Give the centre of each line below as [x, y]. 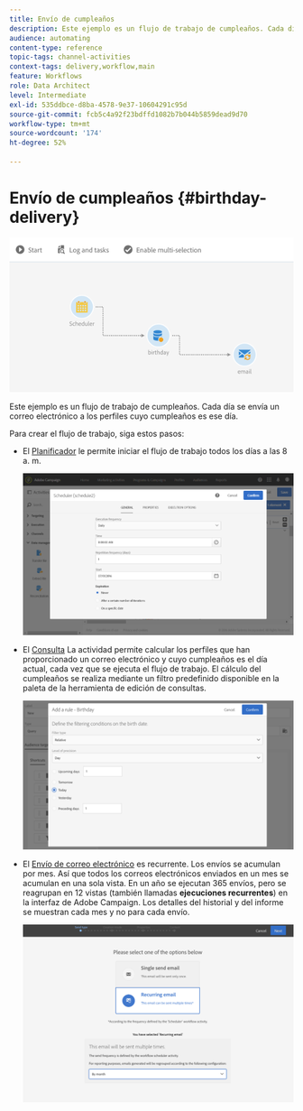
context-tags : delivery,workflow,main [82, 67]
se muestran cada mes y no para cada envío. [106, 912]
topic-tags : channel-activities [70, 57]
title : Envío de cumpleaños [62, 19]
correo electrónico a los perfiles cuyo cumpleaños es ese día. [124, 416]
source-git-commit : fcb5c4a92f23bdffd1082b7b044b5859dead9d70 [129, 114]
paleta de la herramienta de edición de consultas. [115, 688]
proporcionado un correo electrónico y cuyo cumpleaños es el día [145, 659]
